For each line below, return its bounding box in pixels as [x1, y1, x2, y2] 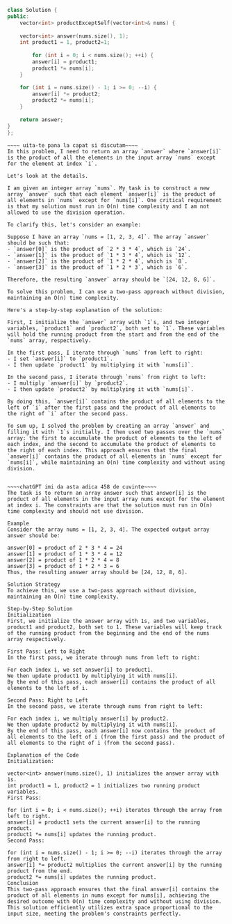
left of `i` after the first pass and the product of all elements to [7, 404, 216, 411]
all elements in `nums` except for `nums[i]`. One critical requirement [7, 197, 222, 203]
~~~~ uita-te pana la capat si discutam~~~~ [7, 141, 138, 149]
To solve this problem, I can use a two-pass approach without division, [7, 288, 226, 295]
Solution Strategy [7, 580, 60, 588]
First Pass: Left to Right [7, 648, 85, 655]
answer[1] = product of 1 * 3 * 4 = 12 [7, 550, 123, 557]
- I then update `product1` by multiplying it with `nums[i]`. [7, 361, 194, 369]
